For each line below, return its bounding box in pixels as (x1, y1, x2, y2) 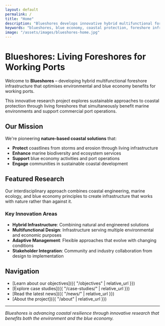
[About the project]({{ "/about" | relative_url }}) (12, 296, 107, 302)
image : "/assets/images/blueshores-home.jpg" (5, 30, 100, 35)
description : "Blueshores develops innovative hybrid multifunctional (5, 21, 153, 26)
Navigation (5, 267, 39, 275)
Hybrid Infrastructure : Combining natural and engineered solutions (12, 221, 149, 227)
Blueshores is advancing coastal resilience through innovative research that (5, 310, 160, 316)
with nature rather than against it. (5, 198, 72, 204)
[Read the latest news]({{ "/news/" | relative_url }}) (12, 291, 114, 297)
